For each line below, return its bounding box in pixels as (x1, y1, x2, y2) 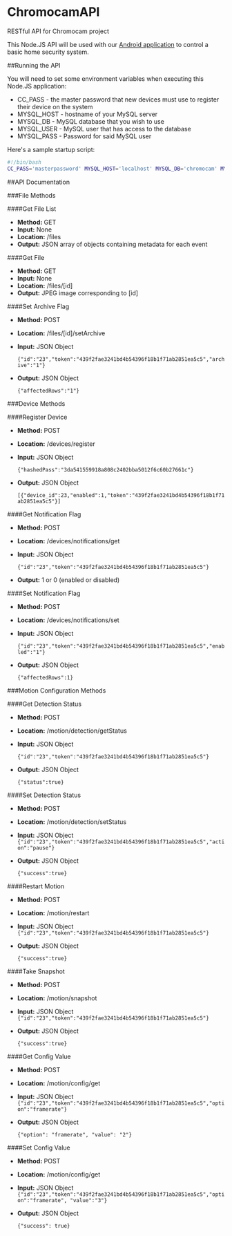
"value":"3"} (70, 1197, 108, 1204)
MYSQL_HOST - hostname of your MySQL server (17, 110, 158, 118)
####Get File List (7, 205, 57, 213)
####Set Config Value (7, 1143, 70, 1152)
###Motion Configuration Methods (7, 686, 106, 695)
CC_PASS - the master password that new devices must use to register (17, 95, 220, 104)
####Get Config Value (7, 1052, 71, 1060)
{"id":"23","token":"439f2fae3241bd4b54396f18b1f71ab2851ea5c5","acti (17, 838, 225, 845)
